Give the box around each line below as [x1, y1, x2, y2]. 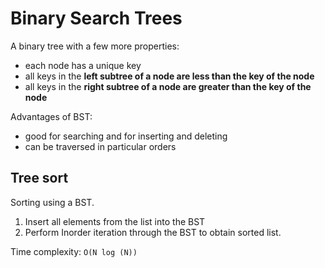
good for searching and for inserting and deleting [24, 130, 228, 142]
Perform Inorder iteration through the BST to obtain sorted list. [24, 226, 282, 238]
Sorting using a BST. [10, 196, 95, 208]
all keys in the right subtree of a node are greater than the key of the [24, 80, 312, 92]
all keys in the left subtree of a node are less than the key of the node [24, 70, 315, 82]
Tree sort [10, 170, 69, 187]
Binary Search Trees [10, 7, 183, 30]
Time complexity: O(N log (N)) [10, 245, 138, 257]
